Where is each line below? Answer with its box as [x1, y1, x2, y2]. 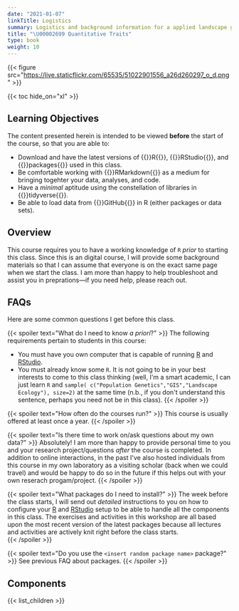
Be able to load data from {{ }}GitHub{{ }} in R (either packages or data [17, 198, 222, 207]
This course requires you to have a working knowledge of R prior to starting [7, 245, 228, 254]
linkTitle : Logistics [7, 17, 72, 24]
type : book [7, 37, 40, 44]
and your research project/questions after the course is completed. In [7, 446, 211, 454]
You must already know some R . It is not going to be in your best [17, 365, 206, 374]
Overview [7, 226, 52, 239]
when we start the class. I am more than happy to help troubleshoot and [7, 268, 218, 276]
